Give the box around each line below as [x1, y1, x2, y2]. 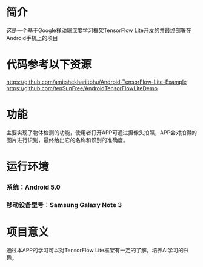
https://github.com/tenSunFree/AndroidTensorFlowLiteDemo [6, 84, 158, 91]
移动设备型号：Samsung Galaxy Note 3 [6, 200, 122, 209]
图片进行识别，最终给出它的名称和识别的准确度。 [6, 136, 128, 143]
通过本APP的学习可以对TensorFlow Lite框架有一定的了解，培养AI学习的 [6, 246, 184, 254]
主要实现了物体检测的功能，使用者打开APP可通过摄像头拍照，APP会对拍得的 [6, 128, 198, 136]
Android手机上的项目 [6, 34, 58, 41]
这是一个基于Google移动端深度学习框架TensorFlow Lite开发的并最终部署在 [6, 27, 192, 34]
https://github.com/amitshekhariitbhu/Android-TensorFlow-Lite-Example [6, 78, 187, 85]
